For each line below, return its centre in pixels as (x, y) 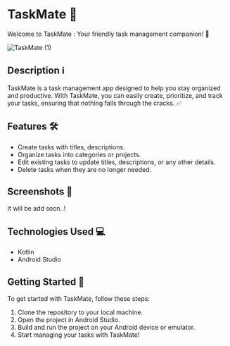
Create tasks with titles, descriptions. (71, 147)
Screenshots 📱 (40, 191)
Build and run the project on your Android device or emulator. (106, 327)
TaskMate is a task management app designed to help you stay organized (114, 88)
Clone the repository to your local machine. (80, 312)
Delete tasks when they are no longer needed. (84, 169)
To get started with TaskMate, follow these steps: (78, 298)
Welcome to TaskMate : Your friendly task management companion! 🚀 (108, 34)
